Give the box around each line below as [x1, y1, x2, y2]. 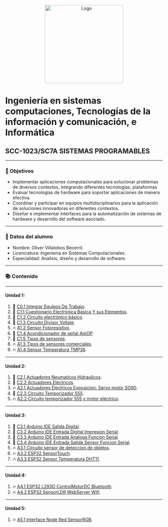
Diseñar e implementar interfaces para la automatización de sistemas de [12, 210, 161, 217]
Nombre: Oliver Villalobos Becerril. [12, 244, 84, 250]
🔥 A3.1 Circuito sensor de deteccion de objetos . [12, 444, 110, 450]
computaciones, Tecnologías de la [5, 105, 151, 117]
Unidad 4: [5, 472, 26, 478]
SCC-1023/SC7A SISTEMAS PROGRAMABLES [5, 146, 150, 155]
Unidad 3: [5, 412, 26, 418]
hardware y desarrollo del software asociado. [12, 216, 106, 222]
